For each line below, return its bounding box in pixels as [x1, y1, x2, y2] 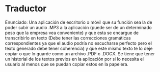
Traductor [5, 3, 47, 14]
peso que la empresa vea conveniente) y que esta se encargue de [5, 30, 139, 36]
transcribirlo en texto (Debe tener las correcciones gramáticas [5, 35, 131, 41]
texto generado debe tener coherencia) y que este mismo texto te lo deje [5, 45, 153, 51]
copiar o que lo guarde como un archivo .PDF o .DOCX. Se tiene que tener [5, 50, 155, 57]
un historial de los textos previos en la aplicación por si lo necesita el [5, 56, 144, 62]
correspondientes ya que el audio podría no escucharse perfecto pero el [5, 40, 152, 46]
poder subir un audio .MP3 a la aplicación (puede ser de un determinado [5, 24, 152, 30]
